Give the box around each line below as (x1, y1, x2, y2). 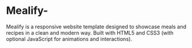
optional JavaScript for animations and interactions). (6, 35, 133, 42)
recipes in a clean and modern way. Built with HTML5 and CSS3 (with (6, 29, 174, 36)
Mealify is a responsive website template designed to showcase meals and (6, 23, 187, 30)
